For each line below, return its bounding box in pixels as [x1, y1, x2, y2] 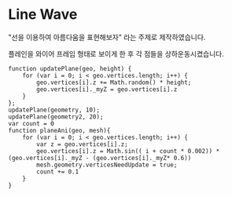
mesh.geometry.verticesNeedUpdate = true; [36, 161, 178, 169]
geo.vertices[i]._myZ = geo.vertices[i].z [36, 85, 178, 93]
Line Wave [8, 5, 78, 24]
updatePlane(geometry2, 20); [8, 112, 104, 121]
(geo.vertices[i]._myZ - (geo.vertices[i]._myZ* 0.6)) [8, 154, 192, 162]
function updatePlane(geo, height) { [8, 64, 132, 72]
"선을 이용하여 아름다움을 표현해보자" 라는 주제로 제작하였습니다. [8, 32, 206, 42]
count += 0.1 [36, 167, 79, 176]
